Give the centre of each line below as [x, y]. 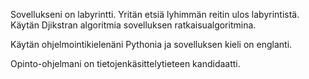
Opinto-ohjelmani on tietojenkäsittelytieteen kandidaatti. [125, 63]
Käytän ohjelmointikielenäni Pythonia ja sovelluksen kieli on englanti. [151, 44]
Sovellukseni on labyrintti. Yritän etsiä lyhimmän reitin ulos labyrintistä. [155, 14]
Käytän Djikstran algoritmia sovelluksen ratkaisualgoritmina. [133, 25]
